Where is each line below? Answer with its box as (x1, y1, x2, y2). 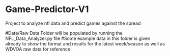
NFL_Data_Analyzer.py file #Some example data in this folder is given (5, 35, 151, 41)
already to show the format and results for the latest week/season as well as (5, 40, 165, 46)
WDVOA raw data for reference (5, 46, 70, 52)
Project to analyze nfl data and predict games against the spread (5, 20, 141, 26)
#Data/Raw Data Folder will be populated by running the (5, 30, 123, 36)
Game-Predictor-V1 (5, 4, 89, 15)
